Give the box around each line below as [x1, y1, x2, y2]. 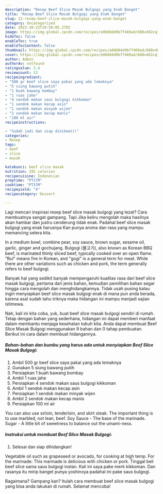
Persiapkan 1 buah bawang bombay [12, 370, 83, 376]
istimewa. [5, 301, 24, 307]
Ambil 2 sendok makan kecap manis [12, 395, 84, 401]
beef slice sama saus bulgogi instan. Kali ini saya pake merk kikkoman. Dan [5, 463, 156, 469]
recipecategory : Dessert [5, 192, 55, 197]
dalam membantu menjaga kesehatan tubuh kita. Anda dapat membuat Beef [5, 321, 157, 327]
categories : [5, 133, 29, 138]
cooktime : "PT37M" [5, 182, 42, 187]
